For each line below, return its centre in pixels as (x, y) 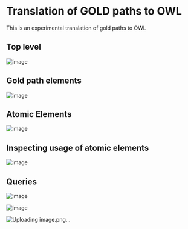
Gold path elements (44, 81)
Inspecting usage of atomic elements (78, 148)
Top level (24, 47)
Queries (22, 181)
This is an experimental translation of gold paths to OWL (76, 28)
